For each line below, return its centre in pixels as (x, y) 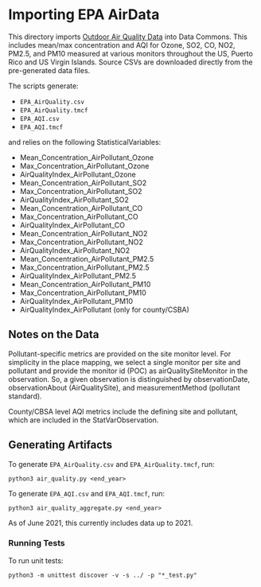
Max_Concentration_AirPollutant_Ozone (84, 165)
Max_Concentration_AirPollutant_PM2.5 (84, 267)
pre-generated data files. (49, 70)
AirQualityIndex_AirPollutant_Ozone (78, 174)
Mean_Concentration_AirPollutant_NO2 (84, 233)
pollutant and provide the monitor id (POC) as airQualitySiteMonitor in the (128, 371)
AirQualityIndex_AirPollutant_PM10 (76, 301)
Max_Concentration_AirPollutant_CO (79, 216)
